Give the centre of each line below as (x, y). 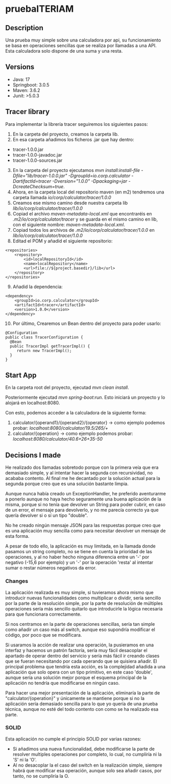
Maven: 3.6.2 (26, 90)
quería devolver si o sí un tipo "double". (47, 515)
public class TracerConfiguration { (44, 337)
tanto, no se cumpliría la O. (41, 776)
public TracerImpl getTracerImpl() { (50, 346)
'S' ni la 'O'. (25, 759)
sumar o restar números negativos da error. (51, 568)
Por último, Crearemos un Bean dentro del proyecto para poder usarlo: (87, 323)
